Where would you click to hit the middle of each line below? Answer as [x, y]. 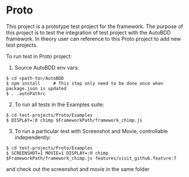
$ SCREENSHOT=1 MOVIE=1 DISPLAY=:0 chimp [57, 153]
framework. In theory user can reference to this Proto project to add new [94, 39]
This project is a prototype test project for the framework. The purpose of [94, 26]
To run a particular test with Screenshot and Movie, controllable [91, 131]
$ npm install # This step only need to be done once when [85, 83]
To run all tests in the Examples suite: [59, 104]
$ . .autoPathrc [26, 93]
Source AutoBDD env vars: [47, 67]
